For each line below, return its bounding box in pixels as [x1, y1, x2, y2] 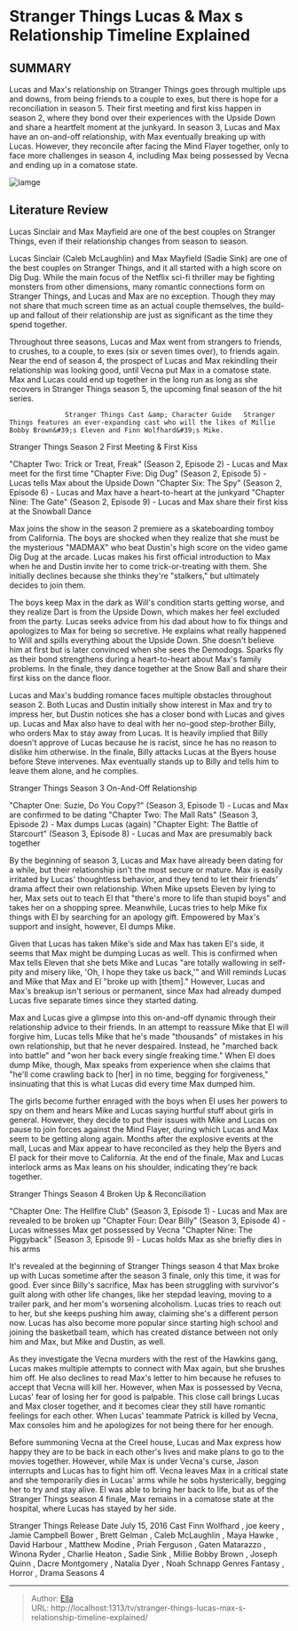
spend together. [9, 318, 67, 330]
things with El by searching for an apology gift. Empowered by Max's [9, 912, 260, 922]
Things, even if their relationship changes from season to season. [9, 236, 248, 246]
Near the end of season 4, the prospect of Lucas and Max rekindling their [9, 355, 278, 366]
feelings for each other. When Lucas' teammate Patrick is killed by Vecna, [9, 1410, 278, 1420]
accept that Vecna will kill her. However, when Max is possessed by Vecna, [9, 1381, 284, 1393]
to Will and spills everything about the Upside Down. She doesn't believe [9, 634, 275, 646]
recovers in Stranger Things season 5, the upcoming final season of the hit [9, 383, 282, 394]
